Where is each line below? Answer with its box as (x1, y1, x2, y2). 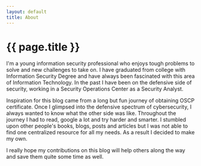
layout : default (6, 8, 47, 15)
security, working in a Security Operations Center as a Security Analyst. (6, 85, 184, 93)
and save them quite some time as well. (6, 153, 104, 161)
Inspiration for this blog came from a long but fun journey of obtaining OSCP (6, 97, 195, 104)
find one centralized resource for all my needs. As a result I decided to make (6, 129, 195, 136)
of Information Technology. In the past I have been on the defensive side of (6, 79, 192, 86)
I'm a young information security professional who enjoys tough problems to (6, 60, 195, 67)
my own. (6, 135, 28, 143)
